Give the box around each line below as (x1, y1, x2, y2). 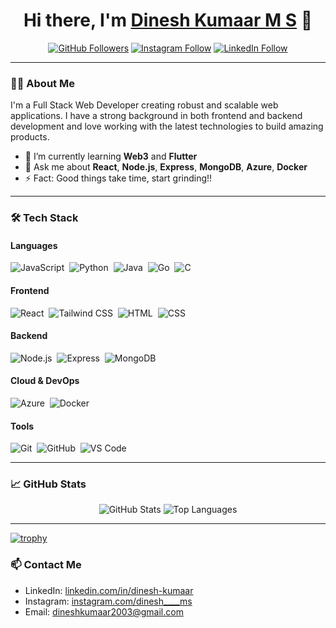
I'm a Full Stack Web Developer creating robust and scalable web (10, 99, 279, 111)
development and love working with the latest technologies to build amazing (10, 120, 324, 133)
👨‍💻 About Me (10, 76, 75, 90)
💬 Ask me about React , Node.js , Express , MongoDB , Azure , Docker (24, 161, 308, 173)
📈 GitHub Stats (10, 477, 87, 491)
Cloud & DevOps (10, 375, 80, 387)
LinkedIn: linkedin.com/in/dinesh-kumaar (24, 584, 194, 596)
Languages (10, 239, 58, 251)
